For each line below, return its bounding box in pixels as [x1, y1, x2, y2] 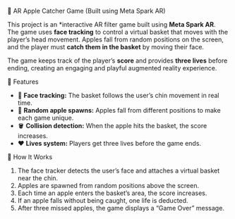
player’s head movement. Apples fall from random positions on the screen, [7, 35, 224, 44]
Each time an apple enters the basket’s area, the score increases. [17, 189, 207, 197]
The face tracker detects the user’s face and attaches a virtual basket [17, 166, 220, 175]
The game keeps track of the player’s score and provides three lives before [7, 56, 228, 65]
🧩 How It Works [7, 153, 53, 161]
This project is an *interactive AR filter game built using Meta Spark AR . [7, 20, 216, 28]
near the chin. [17, 174, 59, 182]
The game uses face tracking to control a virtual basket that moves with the [7, 28, 228, 36]
